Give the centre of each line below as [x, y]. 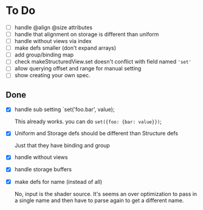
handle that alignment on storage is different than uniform [87, 34]
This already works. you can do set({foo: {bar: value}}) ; [88, 121]
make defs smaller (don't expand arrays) [65, 48]
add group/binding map [44, 55]
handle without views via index [53, 41]
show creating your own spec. [52, 75]
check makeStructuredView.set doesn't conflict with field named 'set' [103, 62]
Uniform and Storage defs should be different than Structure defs [96, 134]
